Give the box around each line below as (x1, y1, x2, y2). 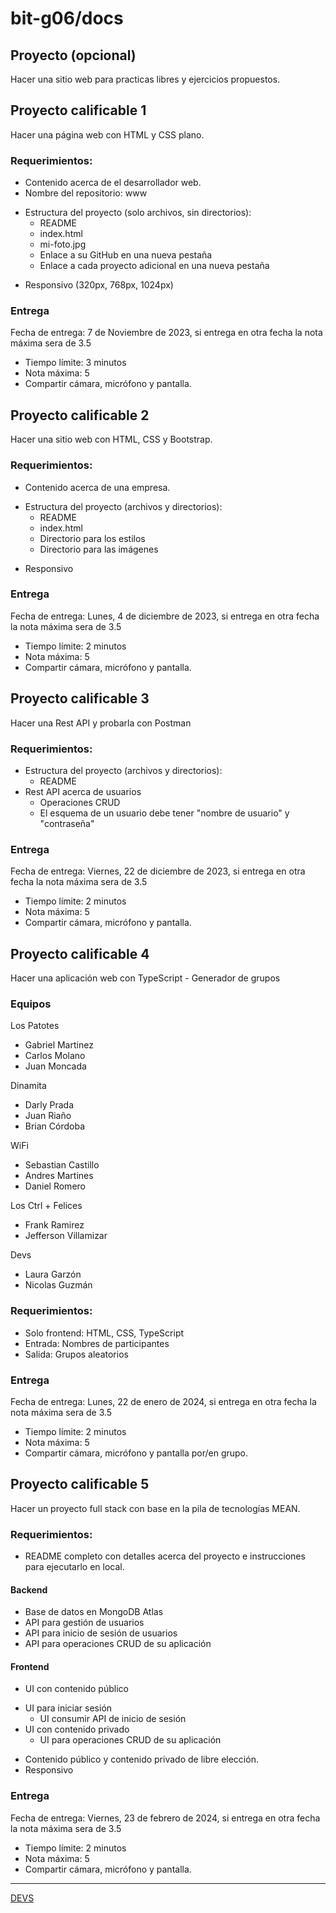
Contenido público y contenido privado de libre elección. (24, 1753, 259, 1766)
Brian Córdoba (24, 1120, 86, 1132)
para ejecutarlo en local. (24, 1561, 125, 1573)
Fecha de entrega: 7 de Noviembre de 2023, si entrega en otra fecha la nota (10, 327, 323, 339)
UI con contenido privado (24, 1723, 130, 1736)
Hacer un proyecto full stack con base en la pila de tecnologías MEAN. (10, 1502, 301, 1514)
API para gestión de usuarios (24, 1617, 145, 1629)
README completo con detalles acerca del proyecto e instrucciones (24, 1550, 306, 1562)
